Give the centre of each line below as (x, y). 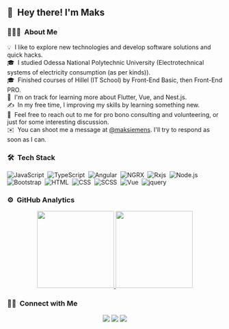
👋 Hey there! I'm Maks (56, 13)
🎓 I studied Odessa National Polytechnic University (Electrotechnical (106, 62)
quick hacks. (25, 55)
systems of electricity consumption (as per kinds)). (79, 72)
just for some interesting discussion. (58, 122)
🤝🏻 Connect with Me (42, 304)
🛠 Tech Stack (31, 157)
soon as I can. (27, 139)
